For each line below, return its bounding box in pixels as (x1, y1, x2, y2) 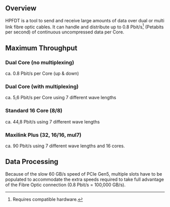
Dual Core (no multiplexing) (5, 59, 74, 66)
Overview (5, 4, 37, 13)
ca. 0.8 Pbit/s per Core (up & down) (5, 70, 79, 76)
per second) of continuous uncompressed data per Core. (5, 29, 124, 35)
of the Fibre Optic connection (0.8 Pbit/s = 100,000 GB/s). (5, 182, 125, 188)
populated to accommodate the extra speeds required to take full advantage (5, 176, 164, 182)
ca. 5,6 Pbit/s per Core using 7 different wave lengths (5, 95, 116, 101)
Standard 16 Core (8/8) (5, 107, 63, 114)
